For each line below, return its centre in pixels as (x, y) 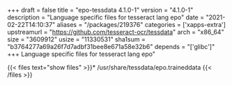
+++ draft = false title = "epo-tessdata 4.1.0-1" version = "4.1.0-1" (100, 10)
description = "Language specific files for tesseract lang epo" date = (106, 17)
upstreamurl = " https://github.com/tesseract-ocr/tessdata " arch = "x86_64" (116, 32)
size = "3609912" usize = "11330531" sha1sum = (77, 39)
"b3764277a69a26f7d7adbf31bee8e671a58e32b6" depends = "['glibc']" (111, 47)
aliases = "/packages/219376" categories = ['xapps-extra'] (141, 25)
